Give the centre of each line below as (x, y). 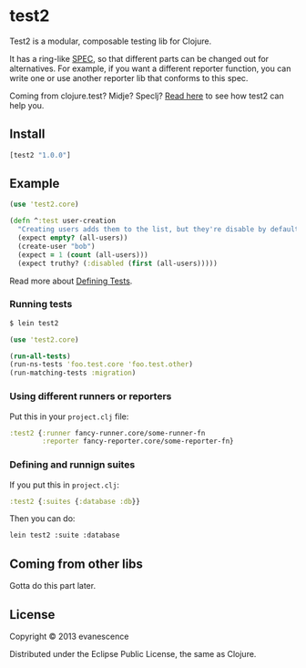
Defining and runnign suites (72, 465)
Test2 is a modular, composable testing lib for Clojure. (111, 41)
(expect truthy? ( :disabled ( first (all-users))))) (118, 263)
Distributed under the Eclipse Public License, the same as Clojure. (133, 653)
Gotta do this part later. (53, 586)
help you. (27, 105)
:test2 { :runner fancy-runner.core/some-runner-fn (107, 433)
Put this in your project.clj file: (69, 416)
